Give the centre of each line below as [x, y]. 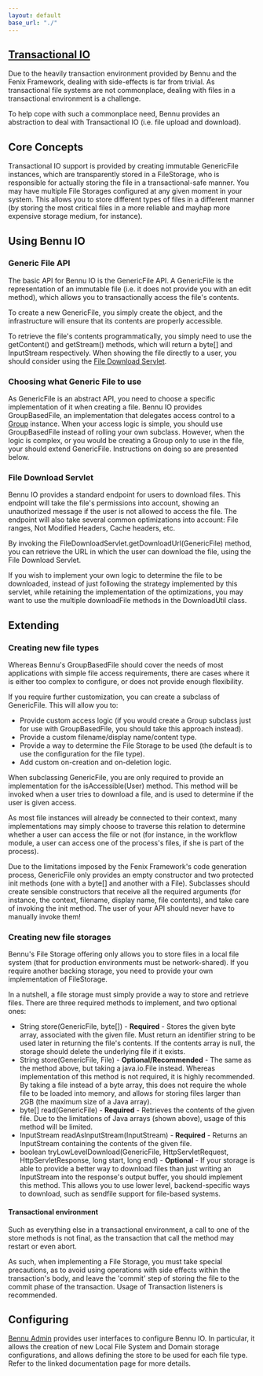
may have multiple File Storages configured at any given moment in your [125, 191]
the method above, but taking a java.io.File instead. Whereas [117, 1068]
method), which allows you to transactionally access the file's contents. [124, 297]
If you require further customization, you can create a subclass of [114, 697]
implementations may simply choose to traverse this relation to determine [127, 827]
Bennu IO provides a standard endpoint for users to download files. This [124, 495]
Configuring [38, 1319]
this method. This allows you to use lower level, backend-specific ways [135, 1186]
